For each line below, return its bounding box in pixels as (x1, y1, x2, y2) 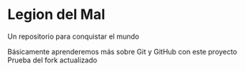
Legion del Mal (7, 6, 106, 24)
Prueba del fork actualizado (7, 55, 98, 65)
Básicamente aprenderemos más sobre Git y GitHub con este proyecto (7, 47, 238, 56)
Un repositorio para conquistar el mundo (7, 32, 140, 41)
